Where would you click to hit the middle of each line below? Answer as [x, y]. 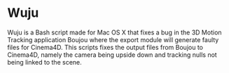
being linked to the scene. [44, 62]
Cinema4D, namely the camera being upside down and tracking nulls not [112, 55]
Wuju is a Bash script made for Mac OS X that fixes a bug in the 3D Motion [114, 32]
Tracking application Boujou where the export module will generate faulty [113, 39]
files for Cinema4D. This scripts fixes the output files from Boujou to [105, 47]
